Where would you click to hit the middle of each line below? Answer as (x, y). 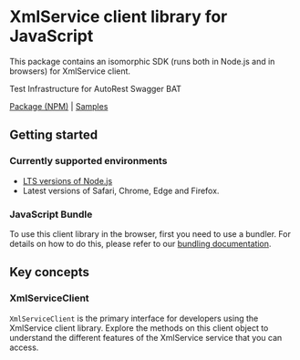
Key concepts (49, 272)
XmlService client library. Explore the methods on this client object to (139, 328)
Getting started (54, 135)
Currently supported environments (88, 161)
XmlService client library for (119, 17)
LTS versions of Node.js (67, 180)
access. (24, 347)
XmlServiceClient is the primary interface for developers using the (134, 318)
